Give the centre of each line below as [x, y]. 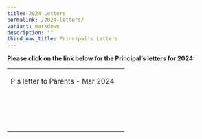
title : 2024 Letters [37, 13]
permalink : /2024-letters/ [46, 20]
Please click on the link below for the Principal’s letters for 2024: [101, 58]
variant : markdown [33, 26]
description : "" [30, 33]
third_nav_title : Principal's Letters [63, 39]
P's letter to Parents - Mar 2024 [63, 81]
